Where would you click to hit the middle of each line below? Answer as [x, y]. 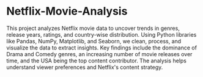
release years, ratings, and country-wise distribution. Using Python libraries [102, 34]
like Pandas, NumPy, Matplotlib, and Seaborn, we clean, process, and [94, 41]
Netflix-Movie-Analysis [67, 11]
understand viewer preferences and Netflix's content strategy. [85, 67]
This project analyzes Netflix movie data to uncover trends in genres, [93, 28]
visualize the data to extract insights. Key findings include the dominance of [102, 48]
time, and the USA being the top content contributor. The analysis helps [96, 61]
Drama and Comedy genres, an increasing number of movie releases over [99, 54]
